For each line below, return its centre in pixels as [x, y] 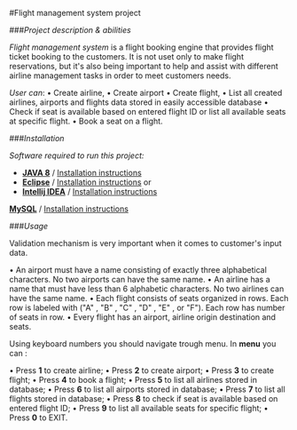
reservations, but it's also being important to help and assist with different [144, 66]
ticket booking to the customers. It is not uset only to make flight [126, 56]
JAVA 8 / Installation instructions [82, 173]
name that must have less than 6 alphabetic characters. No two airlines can [147, 289]
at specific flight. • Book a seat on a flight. [86, 121]
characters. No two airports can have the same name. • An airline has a [140, 279]
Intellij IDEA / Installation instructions [90, 191]
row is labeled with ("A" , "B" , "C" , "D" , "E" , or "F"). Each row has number [147, 307]
